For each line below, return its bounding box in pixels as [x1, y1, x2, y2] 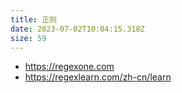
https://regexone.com [24, 61, 115, 73]
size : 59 [10, 33, 47, 43]
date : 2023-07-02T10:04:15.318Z [10, 24, 145, 34]
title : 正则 [10, 14, 57, 25]
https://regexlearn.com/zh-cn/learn [24, 71, 172, 83]
